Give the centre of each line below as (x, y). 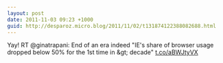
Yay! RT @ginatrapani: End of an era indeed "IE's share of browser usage (110, 45)
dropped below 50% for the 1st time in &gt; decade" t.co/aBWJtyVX (103, 52)
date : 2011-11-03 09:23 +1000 (50, 20)
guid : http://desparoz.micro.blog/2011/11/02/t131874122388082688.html (111, 26)
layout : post (26, 13)
